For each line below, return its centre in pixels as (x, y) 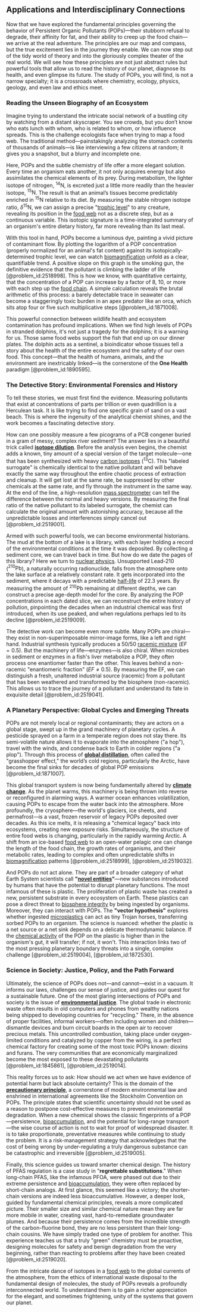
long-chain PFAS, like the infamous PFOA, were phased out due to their (93, 1177)
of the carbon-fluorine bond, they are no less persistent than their (87, 1227)
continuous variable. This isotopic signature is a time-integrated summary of (100, 220)
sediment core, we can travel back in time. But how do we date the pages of (99, 555)
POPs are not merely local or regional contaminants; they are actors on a (95, 723)
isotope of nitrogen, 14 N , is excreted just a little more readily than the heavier (100, 185)
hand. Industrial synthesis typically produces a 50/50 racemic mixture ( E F (97, 644)
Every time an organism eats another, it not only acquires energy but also (96, 171)
